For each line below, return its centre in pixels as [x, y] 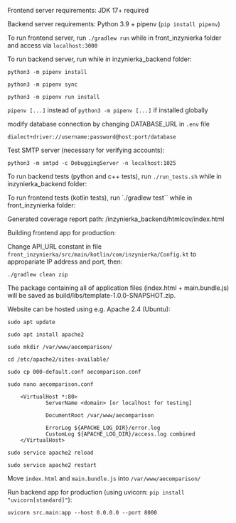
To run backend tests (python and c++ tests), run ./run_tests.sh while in [114, 176]
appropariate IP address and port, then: [65, 261]
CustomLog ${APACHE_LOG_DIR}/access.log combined [120, 434]
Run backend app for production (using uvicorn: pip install [96, 492]
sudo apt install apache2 [45, 335]
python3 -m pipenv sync [43, 85]
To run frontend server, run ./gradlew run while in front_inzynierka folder [114, 38]
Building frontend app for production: [62, 233]
